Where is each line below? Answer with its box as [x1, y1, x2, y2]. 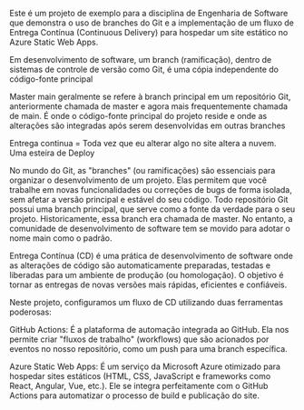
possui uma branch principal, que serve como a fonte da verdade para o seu [9, 204, 296, 215]
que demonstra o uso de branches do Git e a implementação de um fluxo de [9, 17, 295, 28]
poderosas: [9, 306, 52, 317]
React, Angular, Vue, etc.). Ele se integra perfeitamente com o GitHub [9, 381, 269, 391]
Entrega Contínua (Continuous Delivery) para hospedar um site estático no [9, 27, 289, 37]
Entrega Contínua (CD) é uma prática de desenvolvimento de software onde [9, 250, 293, 261]
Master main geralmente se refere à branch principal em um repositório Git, [9, 91, 291, 102]
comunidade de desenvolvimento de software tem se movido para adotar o [9, 223, 290, 234]
